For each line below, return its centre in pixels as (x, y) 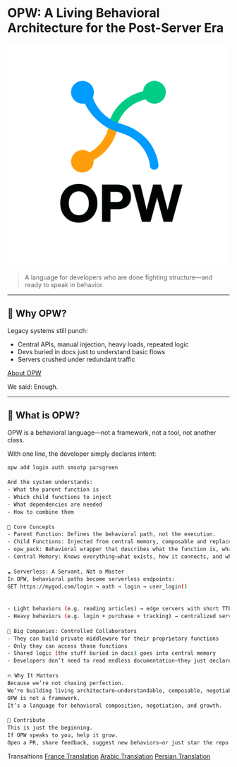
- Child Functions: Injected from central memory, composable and (107, 542)
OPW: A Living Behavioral (84, 13)
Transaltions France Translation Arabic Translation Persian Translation (109, 756)
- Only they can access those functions (68, 646)
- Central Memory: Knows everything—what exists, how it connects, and (115, 557)
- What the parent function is (53, 490)
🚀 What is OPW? (44, 415)
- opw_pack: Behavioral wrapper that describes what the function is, (113, 549)
